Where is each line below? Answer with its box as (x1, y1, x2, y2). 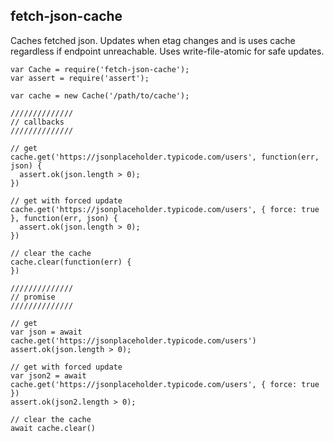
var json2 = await (10, 370, 87, 381)
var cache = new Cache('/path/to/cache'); (10, 90, 190, 101)
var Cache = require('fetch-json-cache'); (10, 64, 190, 74)
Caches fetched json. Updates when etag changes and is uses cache (10, 34, 296, 46)
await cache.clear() (10, 423, 97, 433)
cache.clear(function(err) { (10, 257, 132, 267)
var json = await (10, 327, 83, 337)
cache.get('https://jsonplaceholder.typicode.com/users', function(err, (10, 152, 320, 162)
